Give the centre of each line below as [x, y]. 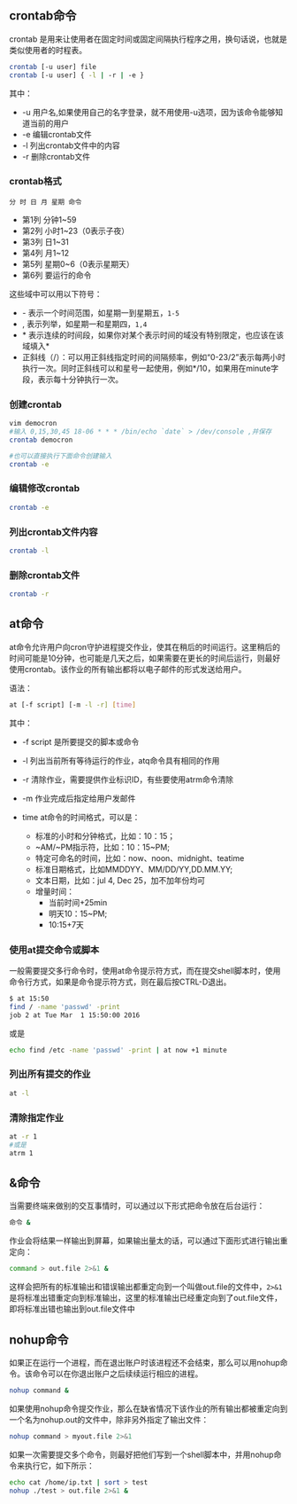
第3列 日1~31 [45, 241]
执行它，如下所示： [59, 1465]
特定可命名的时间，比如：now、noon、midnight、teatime [140, 858]
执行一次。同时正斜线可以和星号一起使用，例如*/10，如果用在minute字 [150, 368]
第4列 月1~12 [45, 253]
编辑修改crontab [45, 489]
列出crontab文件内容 [54, 532]
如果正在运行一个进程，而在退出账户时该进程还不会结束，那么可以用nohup [145, 1363]
